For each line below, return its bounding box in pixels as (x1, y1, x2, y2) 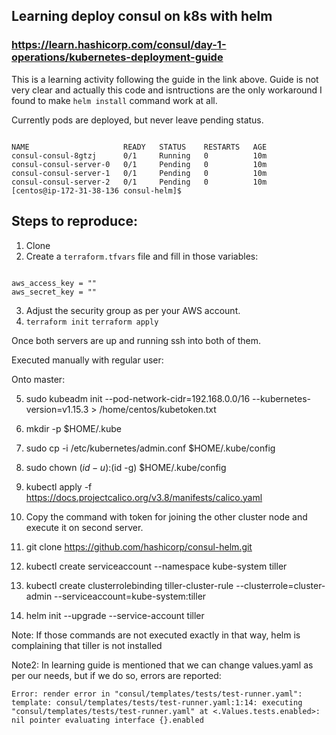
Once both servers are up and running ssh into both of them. (11, 334, 261, 346)
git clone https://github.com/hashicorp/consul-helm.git (25, 540, 253, 553)
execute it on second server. (25, 521, 144, 533)
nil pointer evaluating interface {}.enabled (11, 715, 204, 725)
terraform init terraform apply (25, 317, 159, 327)
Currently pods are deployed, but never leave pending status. (11, 114, 264, 126)
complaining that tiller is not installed (11, 639, 163, 651)
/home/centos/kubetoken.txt (99, 403, 217, 415)
